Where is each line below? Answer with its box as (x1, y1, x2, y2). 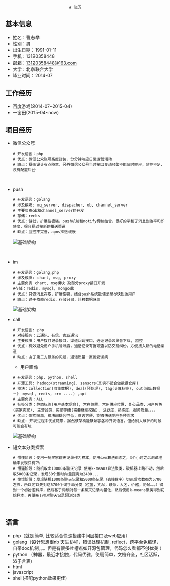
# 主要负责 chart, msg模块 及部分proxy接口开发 (12, 281, 106, 286)
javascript (12, 569, 33, 575)
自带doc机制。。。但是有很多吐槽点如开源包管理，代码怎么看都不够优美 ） (12, 545, 164, 551)
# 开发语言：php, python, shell (12, 375, 78, 380)
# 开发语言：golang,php (12, 270, 59, 275)
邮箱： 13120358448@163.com (12, 60, 77, 66)
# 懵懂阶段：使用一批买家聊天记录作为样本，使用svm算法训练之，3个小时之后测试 (12, 455, 159, 460)
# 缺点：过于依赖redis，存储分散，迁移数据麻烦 (12, 297, 100, 302)
